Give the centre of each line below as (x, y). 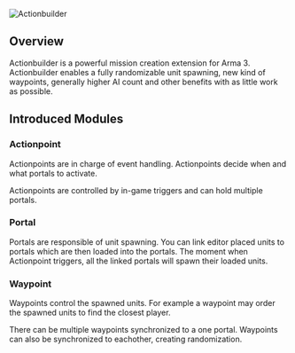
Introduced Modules (66, 119)
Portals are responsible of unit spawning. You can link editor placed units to (147, 242)
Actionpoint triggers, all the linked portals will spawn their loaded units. (139, 261)
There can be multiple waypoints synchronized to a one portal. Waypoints (144, 330)
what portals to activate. (53, 173)
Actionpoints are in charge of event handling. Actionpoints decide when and (147, 163)
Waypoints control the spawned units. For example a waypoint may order (143, 303)
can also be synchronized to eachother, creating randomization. (126, 339)
